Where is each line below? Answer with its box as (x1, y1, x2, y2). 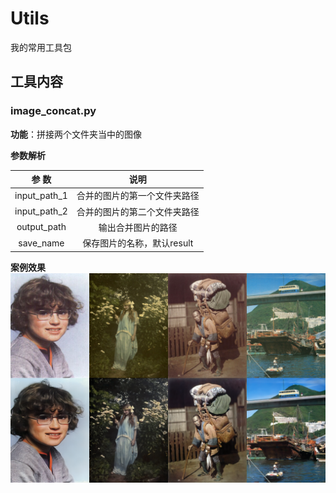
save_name (18, 237, 65, 249)
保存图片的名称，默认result (82, 237, 194, 249)
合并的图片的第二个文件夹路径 (76, 205, 200, 217)
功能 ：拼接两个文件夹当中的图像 (10, 128, 142, 140)
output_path (16, 221, 67, 233)
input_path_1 (14, 189, 68, 201)
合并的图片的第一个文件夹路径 (76, 190, 200, 202)
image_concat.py (10, 104, 97, 118)
